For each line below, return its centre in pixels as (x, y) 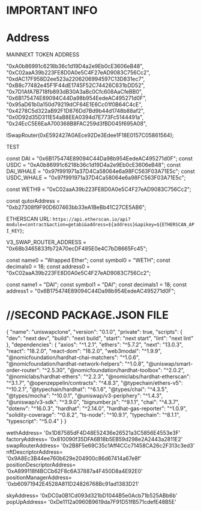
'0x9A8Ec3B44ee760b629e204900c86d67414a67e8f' (74, 458)
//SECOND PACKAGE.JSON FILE (88, 315)
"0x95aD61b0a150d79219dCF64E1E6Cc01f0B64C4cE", (74, 104)
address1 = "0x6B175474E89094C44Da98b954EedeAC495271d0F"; (91, 291)
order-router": (23, 370)
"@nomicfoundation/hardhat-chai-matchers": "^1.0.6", (73, 357)
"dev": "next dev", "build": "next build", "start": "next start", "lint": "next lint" (100, 338)
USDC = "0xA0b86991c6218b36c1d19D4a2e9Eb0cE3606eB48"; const (94, 165)
